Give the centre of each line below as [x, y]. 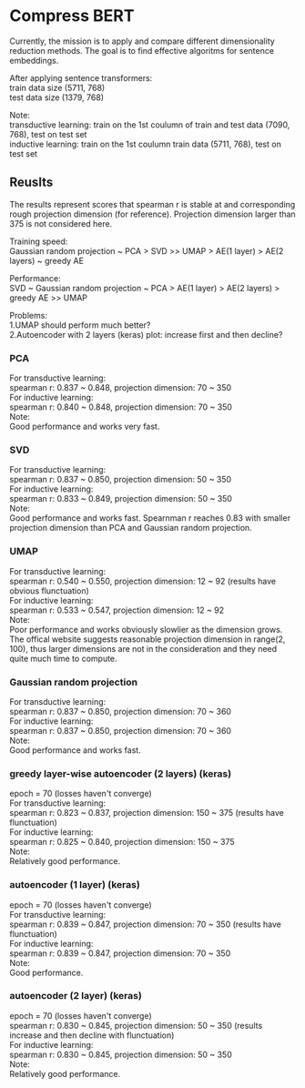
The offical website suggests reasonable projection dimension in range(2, [147, 639]
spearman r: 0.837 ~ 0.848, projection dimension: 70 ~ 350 [121, 388]
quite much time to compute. [63, 658]
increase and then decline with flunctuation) [92, 1035]
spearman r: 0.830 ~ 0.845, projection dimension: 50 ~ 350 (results [136, 1025]
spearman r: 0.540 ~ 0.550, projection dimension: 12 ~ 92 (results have [142, 581]
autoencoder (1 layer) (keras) [75, 885]
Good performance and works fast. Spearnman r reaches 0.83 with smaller [150, 518]
